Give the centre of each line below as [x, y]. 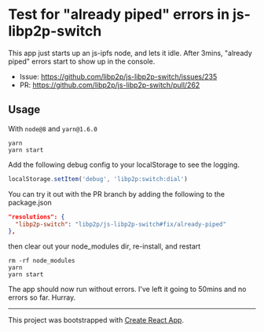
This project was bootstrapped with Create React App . [96, 320]
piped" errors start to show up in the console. [82, 61]
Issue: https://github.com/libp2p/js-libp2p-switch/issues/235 [118, 76]
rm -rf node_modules [42, 261]
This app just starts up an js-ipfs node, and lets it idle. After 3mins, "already [130, 53]
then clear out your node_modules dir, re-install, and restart [104, 246]
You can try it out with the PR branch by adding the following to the [117, 194]
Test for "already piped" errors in [119, 15]
